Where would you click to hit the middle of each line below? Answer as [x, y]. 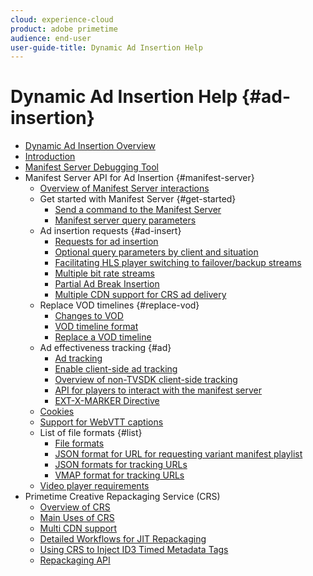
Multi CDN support [78, 528]
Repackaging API [75, 560]
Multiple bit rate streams [104, 273]
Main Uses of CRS [77, 518]
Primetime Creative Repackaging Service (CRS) [122, 497]
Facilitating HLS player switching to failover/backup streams [178, 263]
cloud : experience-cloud [62, 19]
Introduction [50, 157]
